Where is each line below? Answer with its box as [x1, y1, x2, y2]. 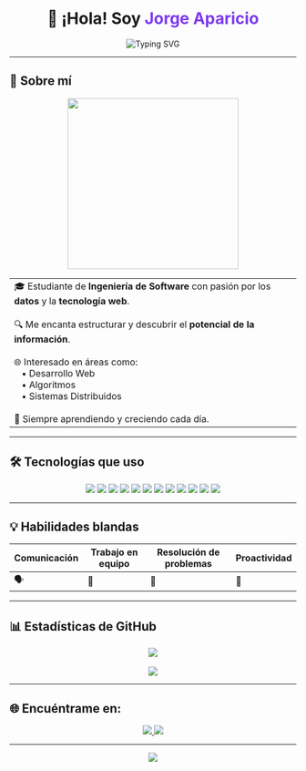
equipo [98, 558, 130, 571]
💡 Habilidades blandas [9, 519, 139, 534]
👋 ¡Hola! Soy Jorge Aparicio [46, 8, 260, 29]
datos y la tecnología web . [14, 294, 130, 307]
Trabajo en [90, 546, 138, 559]
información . [14, 333, 71, 345]
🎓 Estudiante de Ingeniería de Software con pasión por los [14, 280, 271, 293]
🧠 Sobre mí [9, 73, 72, 89]
